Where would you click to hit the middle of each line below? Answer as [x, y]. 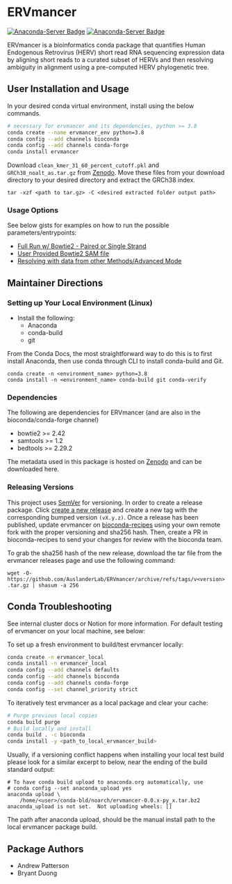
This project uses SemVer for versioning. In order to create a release [105, 502]
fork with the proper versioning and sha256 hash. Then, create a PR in [108, 532]
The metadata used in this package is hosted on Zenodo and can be [105, 462]
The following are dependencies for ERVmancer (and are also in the [104, 412]
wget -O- [20, 573]
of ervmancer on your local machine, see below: [76, 630]
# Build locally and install [49, 729]
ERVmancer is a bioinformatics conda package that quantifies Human [107, 45]
